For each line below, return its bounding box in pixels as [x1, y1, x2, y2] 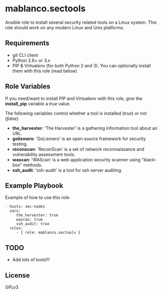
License [5, 271, 30, 280]
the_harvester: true [16, 213, 58, 218]
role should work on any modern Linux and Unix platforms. [5, 24, 124, 30]
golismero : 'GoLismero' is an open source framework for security [12, 136, 146, 142]
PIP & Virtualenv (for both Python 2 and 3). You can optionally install [12, 62, 151, 68]
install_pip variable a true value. [5, 100, 71, 106]
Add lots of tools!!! [12, 257, 50, 263]
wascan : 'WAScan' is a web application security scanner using [12, 156, 141, 162]
